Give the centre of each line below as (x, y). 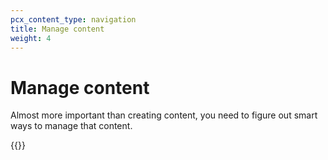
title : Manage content (57, 29)
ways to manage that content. (71, 126)
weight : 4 (31, 38)
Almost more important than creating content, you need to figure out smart (164, 115)
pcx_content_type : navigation (73, 19)
